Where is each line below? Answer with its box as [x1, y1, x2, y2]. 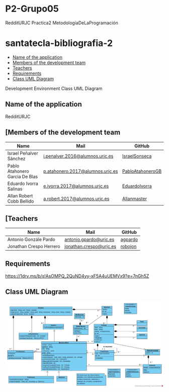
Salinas [7, 185, 23, 192]
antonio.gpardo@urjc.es [64, 236, 115, 242]
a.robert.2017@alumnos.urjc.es [43, 195, 110, 202]
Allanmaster [122, 195, 147, 202]
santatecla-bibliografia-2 [5, 37, 113, 49]
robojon [120, 243, 137, 250]
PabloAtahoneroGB [122, 168, 162, 174]
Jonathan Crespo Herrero [7, 243, 60, 250]
